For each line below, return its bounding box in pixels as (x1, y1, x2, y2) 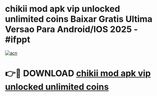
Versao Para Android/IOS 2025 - (5, 24, 138, 35)
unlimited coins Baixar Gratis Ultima (5, 14, 153, 25)
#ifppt (5, 34, 31, 45)
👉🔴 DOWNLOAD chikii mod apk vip (5, 68, 151, 79)
